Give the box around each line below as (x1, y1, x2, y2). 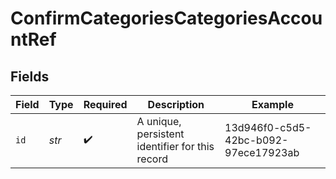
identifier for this (136, 140, 215, 153)
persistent (136, 127, 185, 141)
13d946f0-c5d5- (224, 121, 312, 134)
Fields (10, 68, 50, 85)
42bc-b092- (224, 133, 289, 147)
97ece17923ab (224, 146, 300, 159)
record (136, 152, 168, 166)
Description (147, 98, 205, 111)
